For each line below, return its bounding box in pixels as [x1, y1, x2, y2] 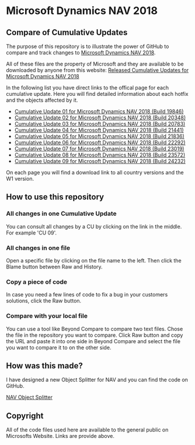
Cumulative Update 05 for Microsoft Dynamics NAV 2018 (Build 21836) [14, 133, 185, 140]
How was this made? [6, 361, 83, 371]
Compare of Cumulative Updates [6, 27, 128, 37]
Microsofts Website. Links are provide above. [6, 433, 115, 440]
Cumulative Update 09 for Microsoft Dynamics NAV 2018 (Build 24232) [14, 158, 186, 164]
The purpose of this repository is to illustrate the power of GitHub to [6, 43, 169, 50]
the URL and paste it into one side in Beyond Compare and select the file [6, 337, 181, 344]
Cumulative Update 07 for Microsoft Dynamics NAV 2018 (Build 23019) [14, 145, 184, 152]
